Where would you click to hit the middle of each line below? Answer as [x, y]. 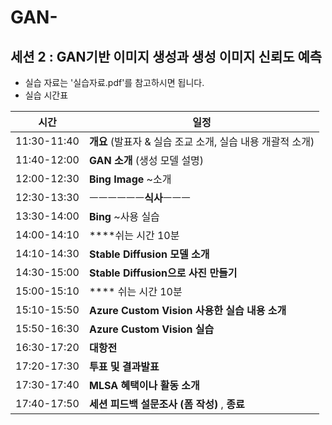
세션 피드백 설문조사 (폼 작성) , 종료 [166, 404]
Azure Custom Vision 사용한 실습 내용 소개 [187, 310]
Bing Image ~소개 [130, 179]
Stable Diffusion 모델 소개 [149, 254]
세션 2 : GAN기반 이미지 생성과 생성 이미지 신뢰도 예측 [166, 56]
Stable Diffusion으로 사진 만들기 [163, 273]
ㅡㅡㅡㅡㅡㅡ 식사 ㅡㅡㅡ [139, 198]
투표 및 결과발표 [124, 366]
